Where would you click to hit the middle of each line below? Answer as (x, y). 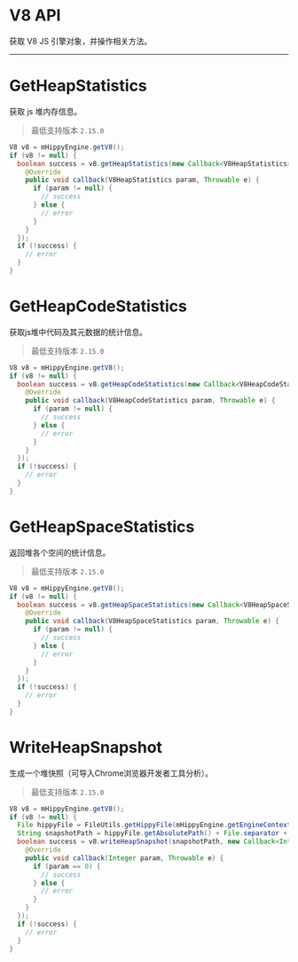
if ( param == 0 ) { (67, 866)
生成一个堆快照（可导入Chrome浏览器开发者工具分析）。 (111, 773)
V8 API (35, 16)
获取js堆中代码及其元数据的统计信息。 (78, 332)
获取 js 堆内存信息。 (46, 111)
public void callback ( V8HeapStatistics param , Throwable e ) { (142, 180)
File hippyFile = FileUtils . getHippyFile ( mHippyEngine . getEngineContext (154, 825)
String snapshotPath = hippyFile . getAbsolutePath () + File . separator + (153, 833)
